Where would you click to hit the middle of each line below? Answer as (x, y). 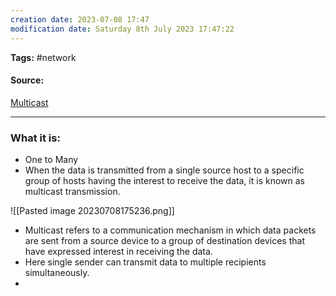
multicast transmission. (72, 191)
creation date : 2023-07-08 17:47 (80, 19)
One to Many (51, 159)
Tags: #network (43, 57)
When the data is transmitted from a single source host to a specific (164, 170)
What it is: (35, 138)
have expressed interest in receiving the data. (118, 251)
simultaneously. (57, 272)
